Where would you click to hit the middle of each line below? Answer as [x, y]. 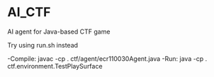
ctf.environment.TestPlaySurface [55, 66]
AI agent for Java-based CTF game [59, 31]
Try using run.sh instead [43, 45]
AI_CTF [29, 12]
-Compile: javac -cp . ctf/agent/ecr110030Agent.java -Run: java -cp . [107, 58]
